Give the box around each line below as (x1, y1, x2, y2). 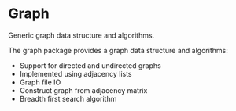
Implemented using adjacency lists (19, 69, 132, 78)
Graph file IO (19, 77, 61, 87)
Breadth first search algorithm (19, 94, 117, 103)
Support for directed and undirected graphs (19, 60, 161, 70)
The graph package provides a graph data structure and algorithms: (8, 45, 228, 55)
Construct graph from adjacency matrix (19, 85, 148, 95)
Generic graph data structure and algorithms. (8, 30, 155, 40)
